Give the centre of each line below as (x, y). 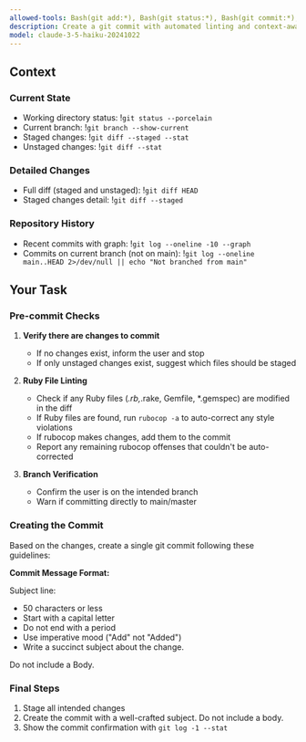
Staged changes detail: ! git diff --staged (103, 200)
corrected (55, 456)
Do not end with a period (69, 627)
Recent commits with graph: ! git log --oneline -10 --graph (137, 244)
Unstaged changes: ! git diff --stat (92, 147)
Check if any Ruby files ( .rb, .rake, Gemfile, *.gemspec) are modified (163, 399)
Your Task (39, 290)
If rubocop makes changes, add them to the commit (133, 437)
